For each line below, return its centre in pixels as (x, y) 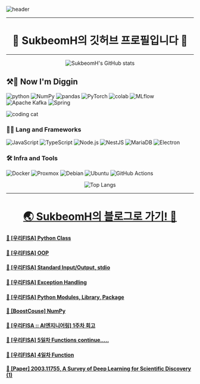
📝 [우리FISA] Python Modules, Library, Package (65, 297)
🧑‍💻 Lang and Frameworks (44, 129)
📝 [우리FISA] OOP (28, 252)
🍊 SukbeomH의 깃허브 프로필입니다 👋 (100, 41)
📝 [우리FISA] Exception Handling (47, 282)
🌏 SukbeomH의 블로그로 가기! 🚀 (100, 216)
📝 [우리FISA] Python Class (39, 238)
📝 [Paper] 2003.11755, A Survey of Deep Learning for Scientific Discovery (99, 369)
